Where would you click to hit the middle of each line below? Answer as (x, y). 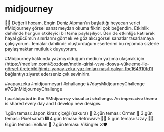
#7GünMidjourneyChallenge (34, 89)
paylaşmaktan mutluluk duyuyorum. (41, 49)
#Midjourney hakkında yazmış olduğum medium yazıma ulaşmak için (75, 58)
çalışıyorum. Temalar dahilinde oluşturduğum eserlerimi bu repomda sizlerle (82, 43)
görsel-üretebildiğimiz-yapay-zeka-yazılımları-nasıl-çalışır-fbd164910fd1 (79, 69)
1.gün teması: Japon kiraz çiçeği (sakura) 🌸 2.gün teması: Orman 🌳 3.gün (79, 113)
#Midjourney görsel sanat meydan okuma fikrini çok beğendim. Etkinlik (77, 28)
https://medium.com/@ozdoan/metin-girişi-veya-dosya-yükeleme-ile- (78, 64)
